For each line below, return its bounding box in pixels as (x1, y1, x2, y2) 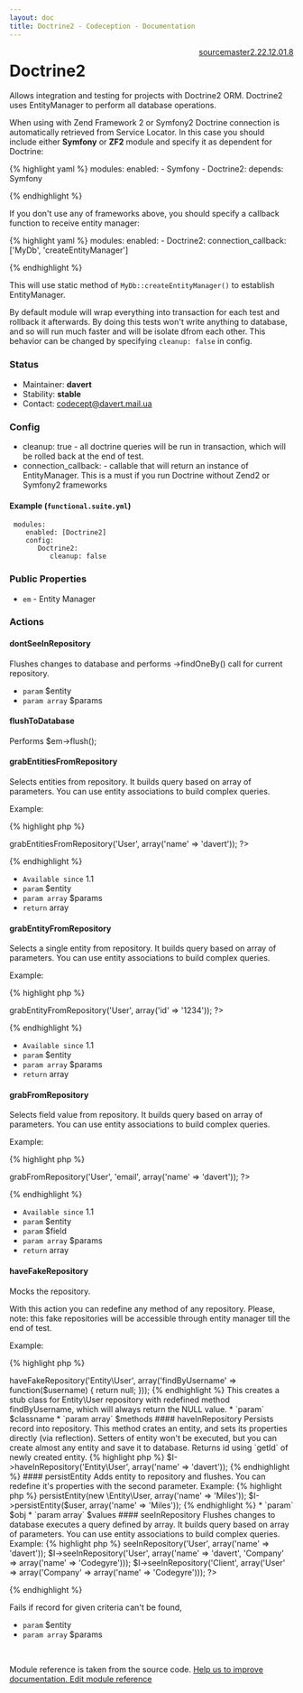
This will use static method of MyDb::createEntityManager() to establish (9, 280, 275, 291)
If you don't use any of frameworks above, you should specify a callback (9, 209, 280, 219)
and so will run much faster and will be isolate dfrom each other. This (9, 326, 266, 337)
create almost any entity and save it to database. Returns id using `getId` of (9, 1442, 289, 1453)
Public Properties (9, 572, 87, 585)
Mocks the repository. (9, 1286, 91, 1297)
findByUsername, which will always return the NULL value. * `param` (9, 1403, 264, 1414)
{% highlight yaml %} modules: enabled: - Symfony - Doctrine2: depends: (9, 163, 284, 174)
